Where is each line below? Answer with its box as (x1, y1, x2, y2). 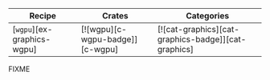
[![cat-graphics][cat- (157, 24, 239, 34)
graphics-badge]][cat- (157, 34, 247, 45)
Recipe (29, 10, 56, 21)
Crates (101, 10, 129, 21)
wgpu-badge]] (80, 34, 138, 45)
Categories (186, 10, 230, 21)
